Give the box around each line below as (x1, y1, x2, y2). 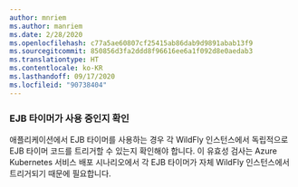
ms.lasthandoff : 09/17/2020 (9, 72, 116, 81)
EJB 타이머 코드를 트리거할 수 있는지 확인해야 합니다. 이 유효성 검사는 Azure (9, 145, 278, 156)
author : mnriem (9, 13, 67, 23)
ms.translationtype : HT (9, 55, 100, 64)
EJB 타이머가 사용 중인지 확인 (9, 112, 130, 125)
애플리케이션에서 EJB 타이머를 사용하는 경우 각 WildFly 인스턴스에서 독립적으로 (9, 134, 289, 145)
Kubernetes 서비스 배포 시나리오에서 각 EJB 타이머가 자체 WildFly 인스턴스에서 (9, 156, 290, 167)
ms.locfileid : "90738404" (9, 80, 107, 89)
